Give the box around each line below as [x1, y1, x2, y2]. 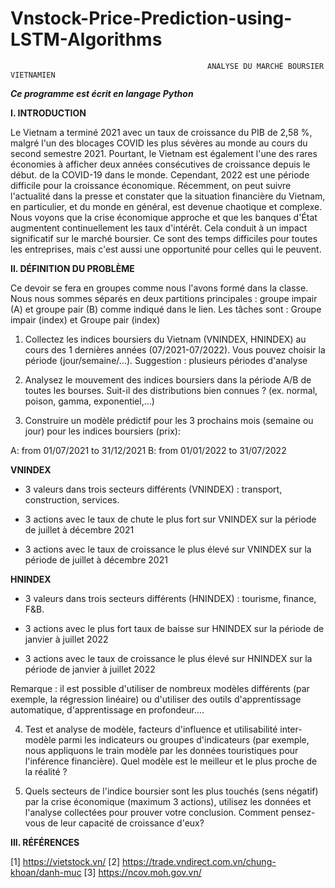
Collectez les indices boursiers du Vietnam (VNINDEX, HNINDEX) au [24, 333, 307, 345]
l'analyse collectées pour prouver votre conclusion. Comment [24, 806, 279, 818]
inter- [279, 723, 303, 735]
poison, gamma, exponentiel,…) [24, 395, 155, 407]
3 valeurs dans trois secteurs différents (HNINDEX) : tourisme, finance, [24, 592, 317, 604]
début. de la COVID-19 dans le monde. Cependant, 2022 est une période [10, 168, 310, 181]
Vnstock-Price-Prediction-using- [10, 7, 293, 30]
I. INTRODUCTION [10, 107, 87, 119]
